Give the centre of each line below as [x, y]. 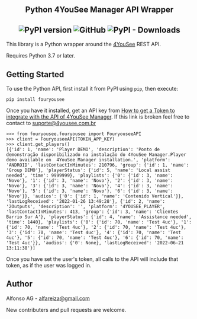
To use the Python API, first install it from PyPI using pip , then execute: [92, 89]
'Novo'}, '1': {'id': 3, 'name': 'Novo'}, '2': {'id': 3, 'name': [90, 181]
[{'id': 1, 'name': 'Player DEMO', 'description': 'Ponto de [83, 150]
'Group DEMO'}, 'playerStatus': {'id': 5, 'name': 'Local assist [88, 170]
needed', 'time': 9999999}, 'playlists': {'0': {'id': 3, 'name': [90, 176]
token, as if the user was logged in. [49, 266]
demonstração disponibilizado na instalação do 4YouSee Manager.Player [96, 155]
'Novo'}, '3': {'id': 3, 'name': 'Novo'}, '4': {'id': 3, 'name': [90, 186]
